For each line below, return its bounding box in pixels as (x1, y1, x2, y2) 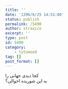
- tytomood (14, 49, 37, 54)
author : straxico (5, 26, 42, 31)
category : (5, 45, 26, 50)
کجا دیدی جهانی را (5, 72, 39, 78)
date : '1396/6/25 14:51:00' (5, 12, 64, 17)
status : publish (5, 17, 39, 22)
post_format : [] (5, 59, 39, 64)
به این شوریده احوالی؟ (5, 78, 47, 84)
